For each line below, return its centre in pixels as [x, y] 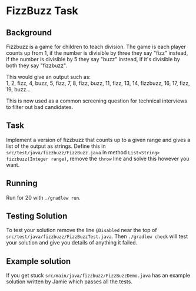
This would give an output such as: [49, 77]
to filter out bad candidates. [40, 107]
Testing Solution [37, 216]
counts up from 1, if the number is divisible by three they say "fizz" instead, [97, 53]
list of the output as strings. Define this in [56, 146]
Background [29, 33]
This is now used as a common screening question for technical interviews [97, 101]
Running [22, 183]
